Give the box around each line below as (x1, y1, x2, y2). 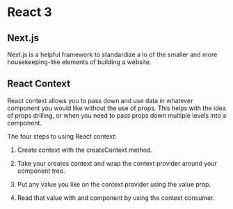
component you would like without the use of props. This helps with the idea (7, 104, 226, 112)
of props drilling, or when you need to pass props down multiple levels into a (7, 111, 227, 119)
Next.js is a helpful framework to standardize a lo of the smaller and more (7, 50, 218, 59)
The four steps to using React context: (7, 132, 117, 140)
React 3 (7, 4, 52, 20)
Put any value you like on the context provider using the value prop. (17, 180, 211, 188)
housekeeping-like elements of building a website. (7, 58, 152, 66)
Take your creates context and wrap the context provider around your (17, 159, 218, 167)
